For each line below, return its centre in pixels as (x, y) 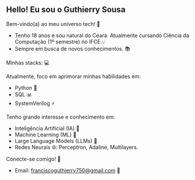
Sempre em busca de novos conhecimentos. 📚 (72, 48)
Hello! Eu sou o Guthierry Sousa (66, 10)
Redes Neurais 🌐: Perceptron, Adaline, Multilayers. (77, 147)
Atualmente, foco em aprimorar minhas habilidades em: (74, 76)
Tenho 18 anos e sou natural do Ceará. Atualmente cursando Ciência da (102, 35)
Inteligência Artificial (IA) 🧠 (47, 128)
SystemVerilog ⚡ (35, 103)
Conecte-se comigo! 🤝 (33, 159)
